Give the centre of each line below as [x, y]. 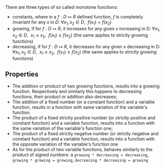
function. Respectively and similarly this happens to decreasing [77, 91]
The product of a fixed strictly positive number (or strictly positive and [84, 118]
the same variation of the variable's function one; [62, 128]
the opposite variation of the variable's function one [65, 144]
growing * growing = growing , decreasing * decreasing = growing [80, 160]
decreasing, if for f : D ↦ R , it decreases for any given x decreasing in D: [86, 47]
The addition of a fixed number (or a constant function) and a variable [83, 102]
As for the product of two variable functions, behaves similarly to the [82, 149]
